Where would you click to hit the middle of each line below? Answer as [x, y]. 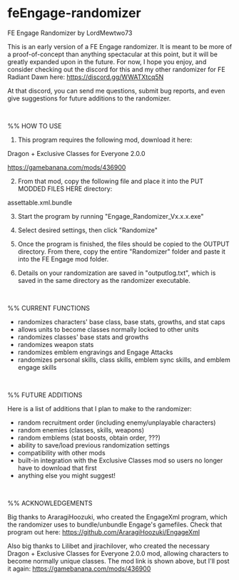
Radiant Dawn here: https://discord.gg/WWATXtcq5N [86, 77]
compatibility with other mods [61, 452]
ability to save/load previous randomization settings [93, 445]
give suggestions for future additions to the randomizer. [89, 98]
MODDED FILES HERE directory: [65, 188]
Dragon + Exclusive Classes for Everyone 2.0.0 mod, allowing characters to [118, 553]
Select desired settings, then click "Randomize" [88, 230]
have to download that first [57, 467]
